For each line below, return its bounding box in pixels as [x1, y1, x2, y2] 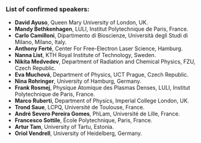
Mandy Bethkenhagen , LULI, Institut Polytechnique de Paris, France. [14, 25, 189, 33]
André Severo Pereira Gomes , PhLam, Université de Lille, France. [14, 110, 180, 118]
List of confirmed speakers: [5, 5, 90, 14]
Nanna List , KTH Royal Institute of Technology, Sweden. [14, 52, 156, 59]
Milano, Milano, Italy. [14, 39, 67, 46]
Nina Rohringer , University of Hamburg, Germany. [14, 77, 142, 85]
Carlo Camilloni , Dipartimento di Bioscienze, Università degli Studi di [14, 32, 188, 39]
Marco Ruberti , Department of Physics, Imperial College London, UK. [14, 97, 189, 104]
